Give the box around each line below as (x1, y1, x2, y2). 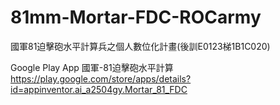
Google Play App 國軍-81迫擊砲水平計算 (10, 61, 174, 73)
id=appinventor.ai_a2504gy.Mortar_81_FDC (10, 83, 188, 95)
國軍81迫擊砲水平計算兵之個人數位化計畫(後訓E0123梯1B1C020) (10, 40, 271, 52)
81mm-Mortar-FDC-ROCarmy (10, 6, 262, 29)
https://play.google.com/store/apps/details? (10, 72, 192, 85)
